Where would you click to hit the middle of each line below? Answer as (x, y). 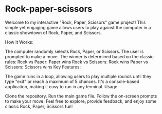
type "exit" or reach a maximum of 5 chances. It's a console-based (72, 81)
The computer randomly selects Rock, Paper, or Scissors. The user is (74, 51)
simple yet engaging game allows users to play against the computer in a (78, 27)
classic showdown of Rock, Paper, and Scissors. (54, 33)
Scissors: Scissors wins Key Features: (43, 67)
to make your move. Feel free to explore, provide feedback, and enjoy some (81, 101)
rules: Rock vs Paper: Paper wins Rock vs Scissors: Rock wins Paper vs (77, 62)
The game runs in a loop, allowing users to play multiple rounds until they (78, 76)
